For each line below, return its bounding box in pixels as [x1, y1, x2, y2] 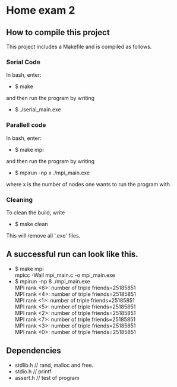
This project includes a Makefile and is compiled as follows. [6, 43, 152, 50]
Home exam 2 [6, 4, 75, 17]
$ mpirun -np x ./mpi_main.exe [14, 169, 90, 176]
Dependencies [6, 346, 61, 356]
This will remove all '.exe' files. [6, 232, 81, 239]
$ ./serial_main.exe [14, 106, 61, 113]
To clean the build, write [6, 209, 65, 216]
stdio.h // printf [14, 367, 52, 375]
